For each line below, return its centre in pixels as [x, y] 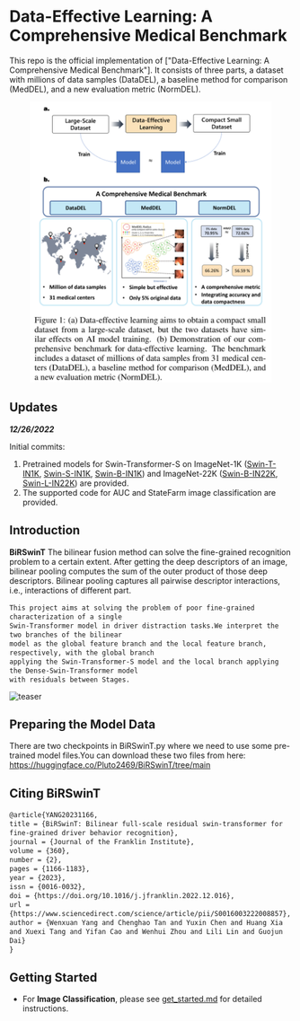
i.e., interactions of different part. [71, 590]
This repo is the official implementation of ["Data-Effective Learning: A [139, 60]
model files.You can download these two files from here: [141, 755]
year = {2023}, [38, 878]
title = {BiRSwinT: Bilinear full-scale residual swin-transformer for [146, 824]
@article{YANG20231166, [54, 815]
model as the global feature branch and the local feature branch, [138, 644]
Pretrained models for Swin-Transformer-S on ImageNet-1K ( [135, 463]
